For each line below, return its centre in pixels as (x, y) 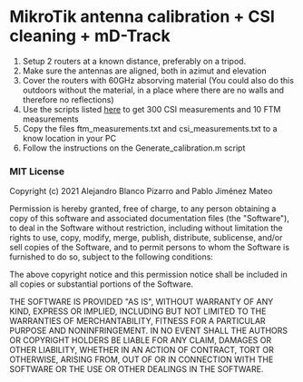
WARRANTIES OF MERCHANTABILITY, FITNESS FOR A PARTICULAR (137, 321)
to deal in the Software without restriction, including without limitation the (146, 228)
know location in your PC (69, 138)
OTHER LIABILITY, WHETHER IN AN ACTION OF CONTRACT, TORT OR (142, 350)
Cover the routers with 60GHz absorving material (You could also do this (158, 80)
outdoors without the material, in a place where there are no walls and (153, 90)
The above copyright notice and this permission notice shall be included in (148, 275)
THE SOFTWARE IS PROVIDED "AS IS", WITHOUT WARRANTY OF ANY (142, 302)
